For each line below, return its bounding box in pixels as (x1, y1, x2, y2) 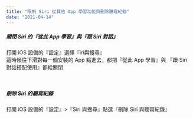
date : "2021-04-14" (6, 14, 54, 20)
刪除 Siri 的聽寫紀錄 (6, 90, 54, 97)
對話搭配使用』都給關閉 (6, 64, 63, 71)
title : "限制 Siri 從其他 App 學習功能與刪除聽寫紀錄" (6, 8, 130, 15)
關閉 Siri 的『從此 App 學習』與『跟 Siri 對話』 (6, 33, 119, 40)
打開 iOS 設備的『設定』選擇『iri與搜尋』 (6, 49, 105, 56)
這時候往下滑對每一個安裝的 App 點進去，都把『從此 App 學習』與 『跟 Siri (6, 57, 188, 64)
